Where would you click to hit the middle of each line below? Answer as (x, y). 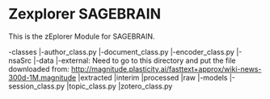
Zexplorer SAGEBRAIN (85, 14)
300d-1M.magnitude (42, 77)
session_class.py (37, 86)
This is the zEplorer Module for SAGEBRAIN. (82, 36)
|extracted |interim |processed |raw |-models (153, 77)
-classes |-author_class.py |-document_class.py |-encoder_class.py (121, 52)
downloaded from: (39, 68)
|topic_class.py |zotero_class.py (119, 86)
